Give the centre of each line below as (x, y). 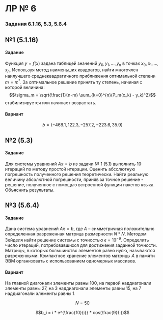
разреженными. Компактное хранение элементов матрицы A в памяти (80, 256)
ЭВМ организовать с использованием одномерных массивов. (71, 261)
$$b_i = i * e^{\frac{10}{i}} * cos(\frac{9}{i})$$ (82, 313)
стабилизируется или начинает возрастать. (51, 102)
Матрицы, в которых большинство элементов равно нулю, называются (80, 250)
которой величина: (25, 87)
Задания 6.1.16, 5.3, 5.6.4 (36, 24)
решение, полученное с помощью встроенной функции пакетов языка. (80, 184)
